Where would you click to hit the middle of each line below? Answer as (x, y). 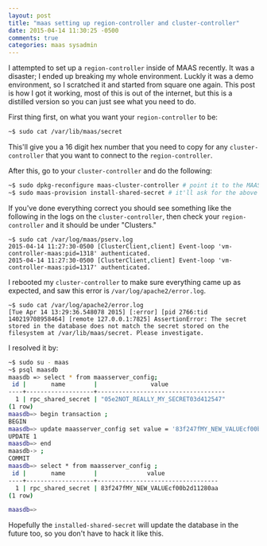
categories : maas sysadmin (53, 45)
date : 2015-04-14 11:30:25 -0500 (64, 30)
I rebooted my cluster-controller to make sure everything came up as (124, 282)
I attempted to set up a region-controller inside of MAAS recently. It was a (132, 68)
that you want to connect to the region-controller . (129, 155)
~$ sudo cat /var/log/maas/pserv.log (71, 240)
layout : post (30, 16)
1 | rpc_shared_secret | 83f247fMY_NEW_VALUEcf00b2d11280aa (117, 488)
